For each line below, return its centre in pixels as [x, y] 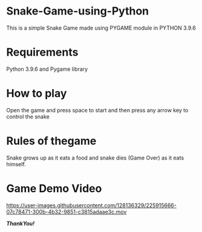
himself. [16, 164]
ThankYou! [21, 223]
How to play [37, 93]
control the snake [28, 117]
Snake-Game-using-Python [78, 11]
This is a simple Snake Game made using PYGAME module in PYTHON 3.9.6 [101, 28]
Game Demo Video [54, 188]
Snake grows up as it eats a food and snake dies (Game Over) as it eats [95, 158]
